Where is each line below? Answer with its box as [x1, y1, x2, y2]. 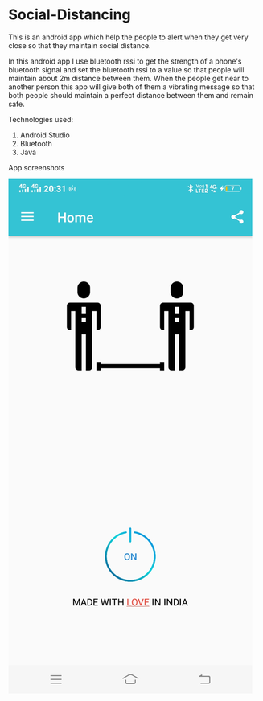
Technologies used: [8, 114, 74, 124]
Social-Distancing [8, 6, 131, 24]
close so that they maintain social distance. [8, 40, 151, 50]
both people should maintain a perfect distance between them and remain [8, 90, 253, 100]
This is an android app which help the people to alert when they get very [8, 32, 249, 42]
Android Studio [19, 130, 70, 140]
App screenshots [8, 162, 65, 172]
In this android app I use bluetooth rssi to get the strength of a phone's [8, 56, 242, 66]
